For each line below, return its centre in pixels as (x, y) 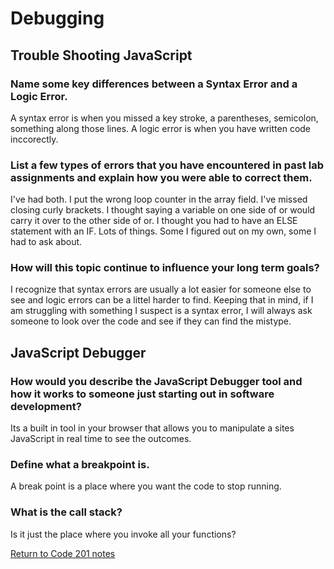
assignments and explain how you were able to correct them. (161, 177)
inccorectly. (34, 139)
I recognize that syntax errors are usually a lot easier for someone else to (161, 289)
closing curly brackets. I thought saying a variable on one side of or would (163, 210)
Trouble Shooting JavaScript (101, 55)
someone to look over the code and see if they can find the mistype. (151, 321)
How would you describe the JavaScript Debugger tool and (156, 381)
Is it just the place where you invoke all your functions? (123, 534)
